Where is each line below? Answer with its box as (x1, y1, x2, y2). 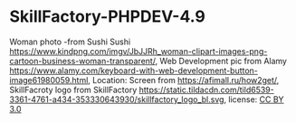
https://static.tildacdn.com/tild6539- (138, 84, 274, 95)
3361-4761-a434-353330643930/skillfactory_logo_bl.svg (9, 93, 224, 105)
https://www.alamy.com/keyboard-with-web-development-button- (9, 65, 258, 76)
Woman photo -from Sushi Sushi (9, 36, 131, 47)
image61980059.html (9, 74, 89, 85)
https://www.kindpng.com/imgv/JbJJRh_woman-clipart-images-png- (9, 45, 268, 56)
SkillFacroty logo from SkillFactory (9, 84, 138, 95)
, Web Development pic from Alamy (155, 55, 288, 66)
